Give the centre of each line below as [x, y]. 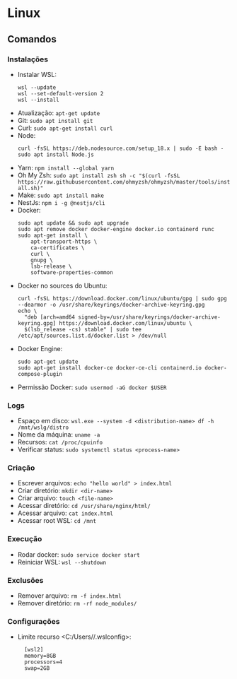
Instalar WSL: [37, 74]
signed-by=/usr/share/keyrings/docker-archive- [149, 317]
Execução [25, 539]
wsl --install [38, 100]
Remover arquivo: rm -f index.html [69, 596]
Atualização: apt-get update [59, 113]
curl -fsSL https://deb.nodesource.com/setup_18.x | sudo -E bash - [121, 148]
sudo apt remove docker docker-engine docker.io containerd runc [116, 229]
